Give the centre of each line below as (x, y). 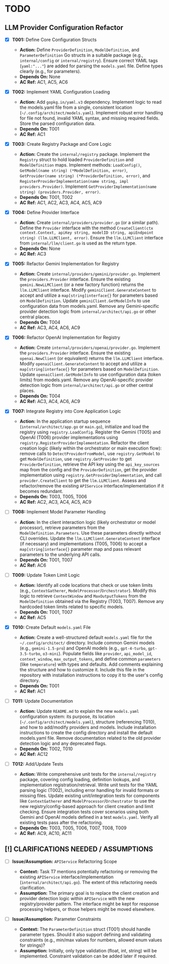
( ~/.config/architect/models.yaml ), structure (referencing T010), (88, 721)
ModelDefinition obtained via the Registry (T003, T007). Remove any (92, 601)
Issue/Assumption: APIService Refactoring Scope (65, 861)
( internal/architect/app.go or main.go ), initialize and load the (84, 427)
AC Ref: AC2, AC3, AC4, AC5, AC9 (55, 502)
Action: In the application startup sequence (65, 421)
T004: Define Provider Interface (46, 213)
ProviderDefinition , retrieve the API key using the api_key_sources (90, 464)
